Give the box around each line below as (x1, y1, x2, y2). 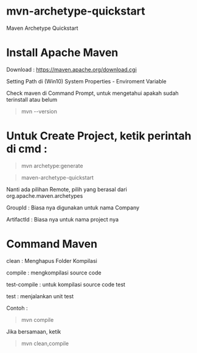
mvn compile (21, 316, 54, 323)
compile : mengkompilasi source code (6, 269, 102, 276)
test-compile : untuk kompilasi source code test (6, 281, 126, 288)
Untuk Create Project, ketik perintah (6, 129, 192, 143)
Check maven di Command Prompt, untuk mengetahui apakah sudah (6, 89, 179, 97)
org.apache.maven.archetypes (6, 192, 83, 199)
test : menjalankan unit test (6, 292, 74, 299)
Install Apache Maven (6, 46, 119, 60)
